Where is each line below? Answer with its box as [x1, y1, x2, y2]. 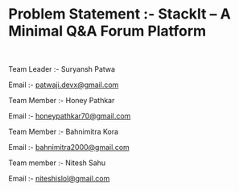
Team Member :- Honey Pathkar [8, 95, 115, 105]
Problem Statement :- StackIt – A [8, 5, 231, 23]
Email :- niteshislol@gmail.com [8, 173, 110, 183]
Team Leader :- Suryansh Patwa [8, 64, 115, 73]
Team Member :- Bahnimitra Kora [8, 127, 119, 136]
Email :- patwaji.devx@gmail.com [8, 80, 119, 89]
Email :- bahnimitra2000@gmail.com [8, 142, 130, 152]
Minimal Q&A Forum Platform [8, 22, 207, 40]
